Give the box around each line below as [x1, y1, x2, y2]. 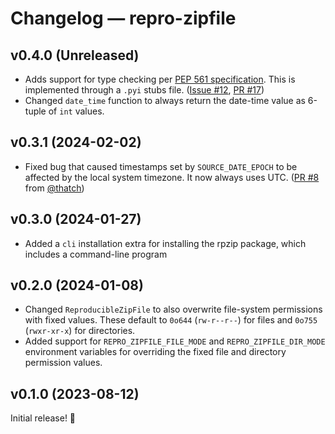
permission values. [24, 357, 103, 369]
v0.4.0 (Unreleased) [10, 47, 140, 64]
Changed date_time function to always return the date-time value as [24, 95, 306, 106]
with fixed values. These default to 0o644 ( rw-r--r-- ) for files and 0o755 [24, 314, 318, 326]
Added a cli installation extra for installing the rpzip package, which [24, 237, 307, 249]
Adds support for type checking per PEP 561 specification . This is [24, 73, 296, 85]
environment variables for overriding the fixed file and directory [24, 346, 287, 358]
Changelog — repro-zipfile [10, 7, 237, 30]
